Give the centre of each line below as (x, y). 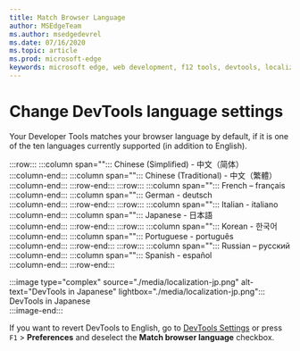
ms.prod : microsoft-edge (55, 59)
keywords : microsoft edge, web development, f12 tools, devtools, (135, 68)
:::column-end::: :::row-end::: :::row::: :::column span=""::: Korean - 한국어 (144, 226)
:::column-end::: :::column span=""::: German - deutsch (111, 195)
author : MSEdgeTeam (46, 26)
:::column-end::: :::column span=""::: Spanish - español (111, 255)
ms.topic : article (43, 51)
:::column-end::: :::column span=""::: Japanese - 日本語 (111, 214)
